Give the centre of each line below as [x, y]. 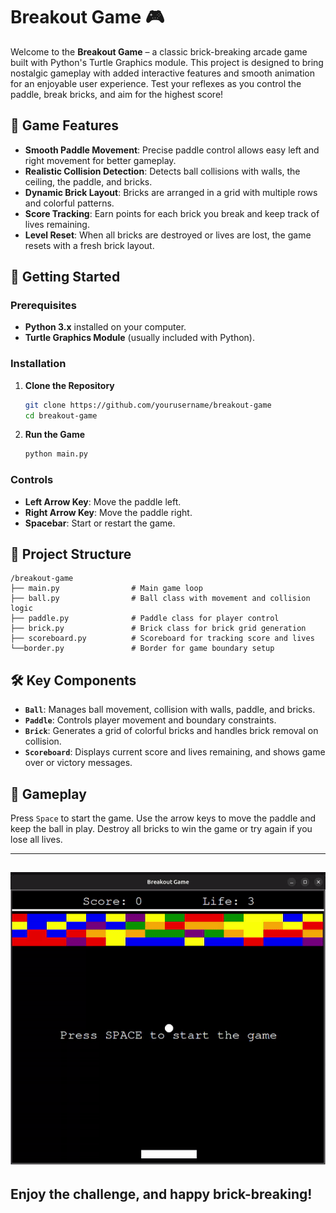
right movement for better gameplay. [100, 160]
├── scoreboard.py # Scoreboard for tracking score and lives [162, 639]
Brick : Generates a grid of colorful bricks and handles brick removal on [171, 731]
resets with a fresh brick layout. [89, 245]
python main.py [56, 454]
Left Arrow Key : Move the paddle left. [103, 501]
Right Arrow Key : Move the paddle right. [108, 512]
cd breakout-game [61, 415]
